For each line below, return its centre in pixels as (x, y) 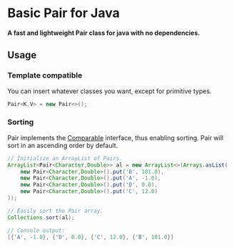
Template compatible (45, 75)
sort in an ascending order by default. (63, 145)
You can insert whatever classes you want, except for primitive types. (110, 91)
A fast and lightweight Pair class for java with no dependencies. (104, 33)
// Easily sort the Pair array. (55, 211)
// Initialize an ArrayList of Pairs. (65, 158)
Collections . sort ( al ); (41, 217)
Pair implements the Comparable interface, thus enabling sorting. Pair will (115, 137)
